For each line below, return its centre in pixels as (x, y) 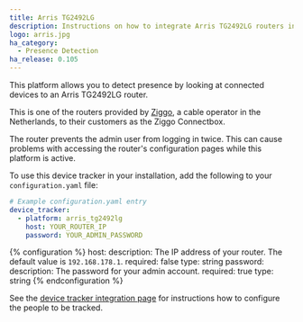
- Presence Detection (58, 51)
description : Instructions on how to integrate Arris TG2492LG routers (147, 26)
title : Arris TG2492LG (52, 18)
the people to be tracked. (56, 308)
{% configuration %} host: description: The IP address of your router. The (146, 252)
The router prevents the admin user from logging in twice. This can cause (146, 139)
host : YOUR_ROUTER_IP (66, 227)
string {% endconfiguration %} (66, 281)
